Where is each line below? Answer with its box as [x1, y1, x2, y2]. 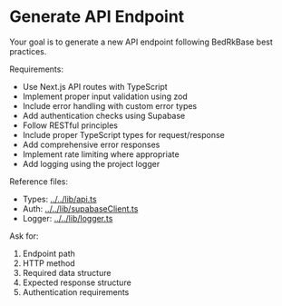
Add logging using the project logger [22, 158, 160, 169]
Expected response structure [22, 277, 131, 288]
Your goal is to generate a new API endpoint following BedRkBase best [9, 36, 274, 47]
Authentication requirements [22, 286, 130, 297]
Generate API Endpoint [9, 6, 185, 27]
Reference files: [9, 175, 69, 187]
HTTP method [22, 257, 75, 269]
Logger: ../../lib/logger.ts [22, 212, 113, 223]
